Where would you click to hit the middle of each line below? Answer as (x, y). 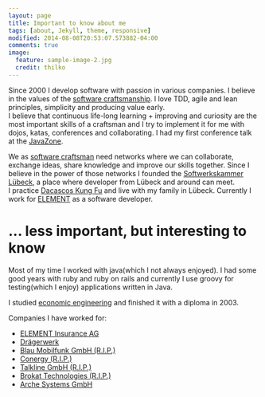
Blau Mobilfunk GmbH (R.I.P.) (68, 350)
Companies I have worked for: (58, 318)
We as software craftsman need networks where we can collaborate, (121, 156)
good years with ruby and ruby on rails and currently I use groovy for (121, 278)
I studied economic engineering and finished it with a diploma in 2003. (124, 302)
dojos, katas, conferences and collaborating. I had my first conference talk (130, 132)
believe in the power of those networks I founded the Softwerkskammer (126, 173)
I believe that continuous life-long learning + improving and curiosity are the (132, 116)
